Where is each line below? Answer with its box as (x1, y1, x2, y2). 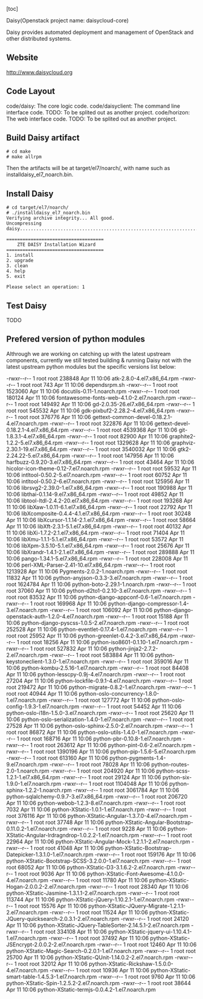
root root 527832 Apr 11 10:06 (34, 645, 108, 652)
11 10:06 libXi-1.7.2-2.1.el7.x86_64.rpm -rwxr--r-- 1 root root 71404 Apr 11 (6, 529, 185, 536)
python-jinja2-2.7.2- (108, 645, 158, 652)
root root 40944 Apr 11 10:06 (6, 690, 78, 697)
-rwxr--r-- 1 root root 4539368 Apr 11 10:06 (69, 426, 178, 434)
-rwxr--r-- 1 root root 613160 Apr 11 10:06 (6, 754, 109, 762)
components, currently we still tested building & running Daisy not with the (6, 357, 192, 364)
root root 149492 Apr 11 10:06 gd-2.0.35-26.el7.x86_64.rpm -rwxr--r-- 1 (18, 400, 195, 407)
